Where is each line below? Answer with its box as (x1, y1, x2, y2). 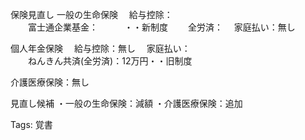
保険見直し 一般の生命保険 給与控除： (10, 9, 173, 20)
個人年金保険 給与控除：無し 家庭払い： (10, 43, 191, 54)
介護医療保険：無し (10, 76, 90, 88)
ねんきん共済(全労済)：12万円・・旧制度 (27, 55, 193, 67)
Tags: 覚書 (10, 119, 53, 130)
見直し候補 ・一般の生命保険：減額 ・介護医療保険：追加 (10, 98, 243, 109)
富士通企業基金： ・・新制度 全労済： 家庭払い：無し (27, 21, 296, 33)
